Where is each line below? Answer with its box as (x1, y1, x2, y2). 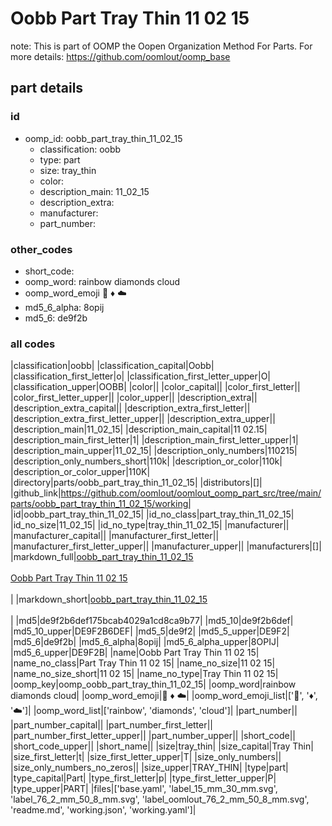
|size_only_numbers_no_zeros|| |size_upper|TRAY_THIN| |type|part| (10, 762, 289, 774)
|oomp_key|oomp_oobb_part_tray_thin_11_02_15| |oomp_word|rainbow (10, 678, 297, 691)
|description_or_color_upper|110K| (10, 466, 151, 478)
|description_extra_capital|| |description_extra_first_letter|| (10, 402, 251, 414)
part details (10, 80, 84, 97)
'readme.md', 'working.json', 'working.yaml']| (10, 804, 197, 816)
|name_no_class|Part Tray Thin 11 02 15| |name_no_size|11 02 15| (10, 657, 276, 669)
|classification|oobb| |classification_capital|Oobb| (10, 360, 215, 372)
